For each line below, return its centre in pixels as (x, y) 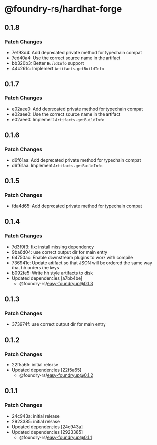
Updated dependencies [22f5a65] (47, 370)
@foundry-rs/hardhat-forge (63, 9)
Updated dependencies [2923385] (47, 432)
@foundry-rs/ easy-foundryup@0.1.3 (56, 283)
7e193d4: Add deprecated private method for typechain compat (77, 52)
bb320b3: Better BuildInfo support (48, 63)
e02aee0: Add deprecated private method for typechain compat (77, 109)
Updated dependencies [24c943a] (47, 427)
